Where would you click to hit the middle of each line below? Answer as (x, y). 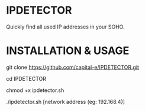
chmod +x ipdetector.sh (35, 90)
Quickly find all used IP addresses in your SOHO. (65, 27)
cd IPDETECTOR (26, 78)
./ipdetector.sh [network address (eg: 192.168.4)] (66, 102)
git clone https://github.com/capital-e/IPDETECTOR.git (72, 67)
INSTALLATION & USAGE (68, 51)
